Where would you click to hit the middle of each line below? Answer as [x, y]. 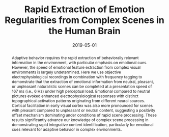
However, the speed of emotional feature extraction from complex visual [76, 67]
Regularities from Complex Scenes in [84, 20]
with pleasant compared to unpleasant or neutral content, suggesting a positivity [83, 110]
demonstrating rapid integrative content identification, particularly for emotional [82, 125]
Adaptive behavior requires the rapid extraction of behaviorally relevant [75, 58]
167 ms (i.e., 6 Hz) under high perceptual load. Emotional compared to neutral [81, 91]
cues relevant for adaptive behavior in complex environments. [67, 129]
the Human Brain [84, 31]
